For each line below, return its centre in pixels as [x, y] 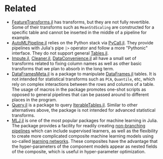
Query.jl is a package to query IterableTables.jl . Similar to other [74, 105]
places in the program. [34, 99]
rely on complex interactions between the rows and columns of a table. [83, 84]
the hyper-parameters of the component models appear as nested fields [84, 146]
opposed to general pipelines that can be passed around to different [80, 94]
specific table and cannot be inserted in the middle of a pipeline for [79, 32]
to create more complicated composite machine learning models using [82, 136]
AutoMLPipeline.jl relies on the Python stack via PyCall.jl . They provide [82, 42]
